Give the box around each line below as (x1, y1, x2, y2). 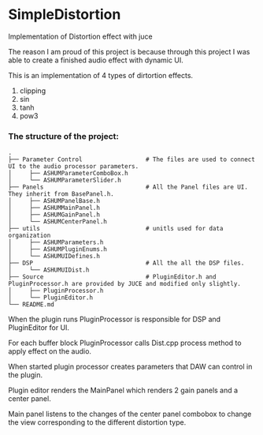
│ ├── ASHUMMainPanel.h (8, 204, 101, 212)
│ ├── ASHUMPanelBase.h (8, 197, 101, 205)
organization (8, 231, 51, 240)
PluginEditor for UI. (8, 323, 69, 332)
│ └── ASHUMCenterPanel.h (8, 218, 108, 226)
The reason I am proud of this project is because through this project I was (8, 47, 250, 56)
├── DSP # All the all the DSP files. (8, 259, 245, 268)
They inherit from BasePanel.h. (8, 190, 114, 198)
